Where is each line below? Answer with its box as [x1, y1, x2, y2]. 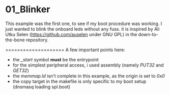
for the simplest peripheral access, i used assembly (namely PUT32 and [12, 62, 164, 68]
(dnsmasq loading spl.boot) [12, 83, 70, 90]
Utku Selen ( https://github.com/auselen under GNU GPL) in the [5, 31, 137, 37]
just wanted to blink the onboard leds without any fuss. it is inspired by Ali [5, 26, 160, 32]
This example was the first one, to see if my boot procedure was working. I [5, 20, 162, 27]
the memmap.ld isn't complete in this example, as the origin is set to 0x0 [12, 73, 165, 79]
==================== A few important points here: [5, 46, 126, 53]
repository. [25, 37, 49, 43]
